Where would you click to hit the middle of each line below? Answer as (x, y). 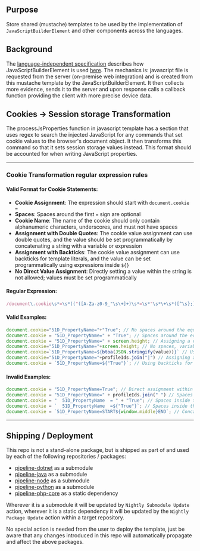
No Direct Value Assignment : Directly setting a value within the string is (103, 271)
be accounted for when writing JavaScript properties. (72, 154)
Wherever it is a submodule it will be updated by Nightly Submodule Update (98, 505)
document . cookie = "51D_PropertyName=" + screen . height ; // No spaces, (92, 347)
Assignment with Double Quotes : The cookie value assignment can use (104, 233)
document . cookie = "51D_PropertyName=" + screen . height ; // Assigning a (98, 341)
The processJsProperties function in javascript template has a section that (97, 128)
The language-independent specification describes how (75, 64)
